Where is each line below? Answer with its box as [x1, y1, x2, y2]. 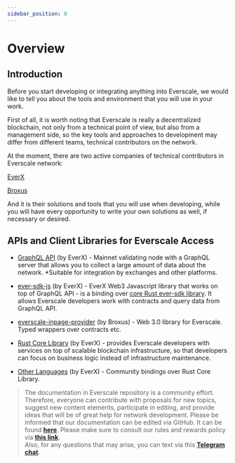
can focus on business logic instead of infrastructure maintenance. [17, 354, 212, 362]
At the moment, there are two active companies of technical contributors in [7, 152, 224, 160]
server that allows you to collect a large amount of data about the [17, 261, 206, 269]
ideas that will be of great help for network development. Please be [24, 411, 219, 420]
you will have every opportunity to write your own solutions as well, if [7, 207, 208, 215]
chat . [24, 448, 41, 457]
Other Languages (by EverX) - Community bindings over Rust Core [17, 368, 211, 376]
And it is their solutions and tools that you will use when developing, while [7, 199, 221, 208]
